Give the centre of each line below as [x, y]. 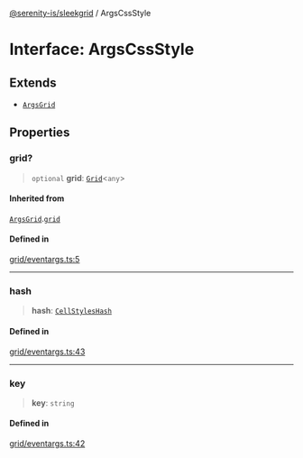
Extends [33, 82]
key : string [53, 403]
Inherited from [37, 198]
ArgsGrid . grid [35, 218]
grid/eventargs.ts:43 [47, 352]
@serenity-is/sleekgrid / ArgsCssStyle [80, 13]
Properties [40, 133]
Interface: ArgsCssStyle [102, 50]
